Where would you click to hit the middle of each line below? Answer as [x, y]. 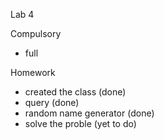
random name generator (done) [89, 113]
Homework [33, 72]
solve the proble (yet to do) [80, 123]
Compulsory [36, 33]
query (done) [52, 102]
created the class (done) [75, 92]
